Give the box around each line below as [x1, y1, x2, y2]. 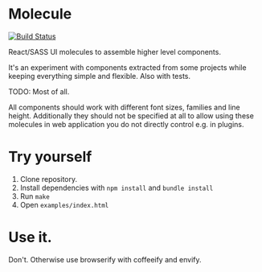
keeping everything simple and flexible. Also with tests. [8, 71, 191, 80]
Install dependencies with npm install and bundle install [19, 183, 214, 192]
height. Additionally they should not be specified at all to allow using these [8, 110, 255, 121]
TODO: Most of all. [8, 86, 70, 97]
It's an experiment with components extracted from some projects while [8, 62, 247, 72]
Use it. [8, 229, 52, 246]
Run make [19, 191, 50, 201]
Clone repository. [19, 174, 78, 183]
